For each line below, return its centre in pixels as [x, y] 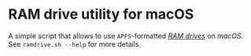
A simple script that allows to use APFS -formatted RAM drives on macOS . [126, 36]
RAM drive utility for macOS [101, 14]
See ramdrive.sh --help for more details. [75, 44]
